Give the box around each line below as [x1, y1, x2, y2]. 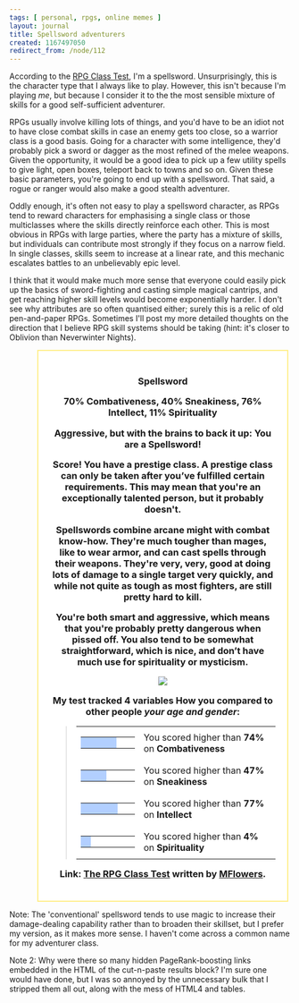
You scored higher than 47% [143, 764, 265, 777]
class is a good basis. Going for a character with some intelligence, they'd [9, 136, 281, 147]
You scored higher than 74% [143, 731, 265, 744]
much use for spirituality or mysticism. [77, 655, 249, 667]
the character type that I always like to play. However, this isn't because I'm [9, 81, 287, 91]
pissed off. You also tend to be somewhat [71, 633, 254, 645]
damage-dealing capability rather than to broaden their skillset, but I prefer [9, 918, 285, 929]
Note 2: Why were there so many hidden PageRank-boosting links [9, 955, 252, 965]
